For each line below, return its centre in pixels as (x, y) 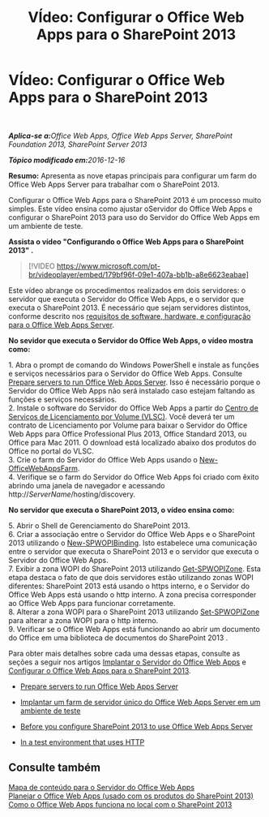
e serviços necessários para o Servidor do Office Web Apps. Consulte (126, 373)
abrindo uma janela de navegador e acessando (87, 485)
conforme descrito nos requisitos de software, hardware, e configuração (130, 316)
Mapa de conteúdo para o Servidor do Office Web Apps (102, 787)
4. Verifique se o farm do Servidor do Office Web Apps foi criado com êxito (134, 477)
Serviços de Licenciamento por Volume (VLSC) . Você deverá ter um (122, 416)
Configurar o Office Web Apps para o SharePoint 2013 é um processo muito (135, 200)
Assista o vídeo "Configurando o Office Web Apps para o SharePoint (126, 241)
